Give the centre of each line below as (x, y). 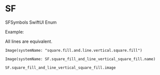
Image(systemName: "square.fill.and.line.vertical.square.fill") (74, 50)
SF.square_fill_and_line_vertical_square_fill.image (60, 68)
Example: (15, 32)
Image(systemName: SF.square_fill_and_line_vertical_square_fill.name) (80, 59)
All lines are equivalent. (29, 41)
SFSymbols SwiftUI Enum (31, 22)
